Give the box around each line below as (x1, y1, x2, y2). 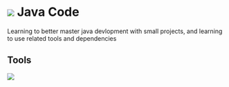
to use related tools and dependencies (7, 34, 117, 42)
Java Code (17, 4, 80, 20)
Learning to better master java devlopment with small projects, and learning (7, 27, 223, 35)
